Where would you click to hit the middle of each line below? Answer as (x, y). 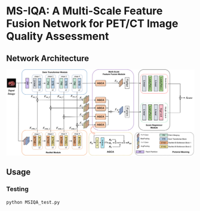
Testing (17, 189)
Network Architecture (48, 58)
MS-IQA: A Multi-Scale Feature (84, 11)
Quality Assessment (58, 36)
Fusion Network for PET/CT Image (92, 24)
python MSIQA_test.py (33, 202)
